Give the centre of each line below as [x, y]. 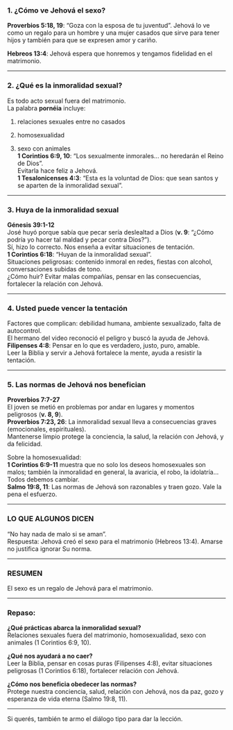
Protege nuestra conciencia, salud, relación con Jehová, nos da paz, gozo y [115, 692]
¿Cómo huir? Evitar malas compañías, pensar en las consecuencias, [104, 276]
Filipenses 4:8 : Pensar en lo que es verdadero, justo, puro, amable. [103, 346]
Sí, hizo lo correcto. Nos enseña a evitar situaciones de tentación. [101, 247]
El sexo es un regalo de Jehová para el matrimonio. [80, 588]
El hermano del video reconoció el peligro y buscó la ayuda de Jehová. [109, 338]
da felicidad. [25, 444]
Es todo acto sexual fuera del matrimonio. [67, 101]
